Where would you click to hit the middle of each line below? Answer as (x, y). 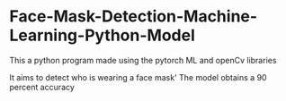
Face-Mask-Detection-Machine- (134, 17)
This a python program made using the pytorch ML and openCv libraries (143, 60)
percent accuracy (42, 87)
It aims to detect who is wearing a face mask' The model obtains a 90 (138, 77)
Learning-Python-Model (102, 35)
